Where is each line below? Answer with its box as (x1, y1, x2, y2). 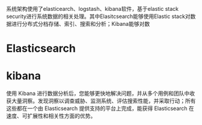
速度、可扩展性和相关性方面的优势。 (6, 112, 96, 120)
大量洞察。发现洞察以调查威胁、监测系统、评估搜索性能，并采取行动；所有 (11, 97, 196, 105)
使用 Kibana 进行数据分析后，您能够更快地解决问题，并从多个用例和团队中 (6, 90, 190, 97)
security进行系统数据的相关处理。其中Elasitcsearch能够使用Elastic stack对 (6, 13, 191, 20)
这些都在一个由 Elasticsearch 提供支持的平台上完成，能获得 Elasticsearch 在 (6, 105, 194, 112)
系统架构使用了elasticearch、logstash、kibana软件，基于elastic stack (6, 5, 179, 12)
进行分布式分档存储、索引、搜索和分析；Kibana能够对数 (11, 20, 150, 27)
